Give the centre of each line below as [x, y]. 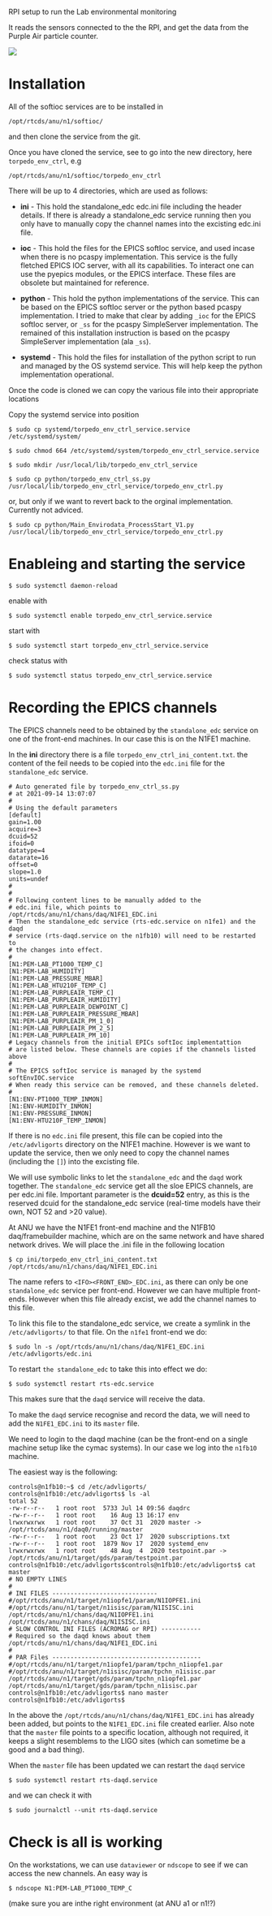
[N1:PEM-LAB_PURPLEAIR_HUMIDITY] [65, 999]
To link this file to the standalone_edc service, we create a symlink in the [130, 1323]
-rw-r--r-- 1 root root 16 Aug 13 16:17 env [94, 1515]
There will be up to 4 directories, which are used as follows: [108, 191]
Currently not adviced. [46, 510]
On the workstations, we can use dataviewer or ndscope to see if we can [128, 1864]
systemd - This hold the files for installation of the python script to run [138, 357]
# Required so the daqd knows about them [80, 1636]
